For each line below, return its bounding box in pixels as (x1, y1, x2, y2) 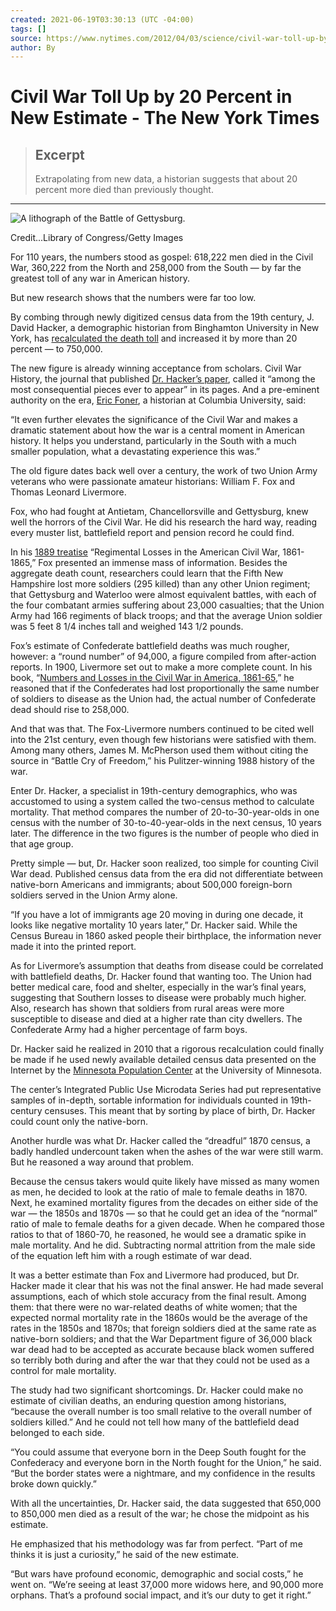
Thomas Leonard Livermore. (10, 486, 127, 498)
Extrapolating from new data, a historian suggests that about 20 (34, 173, 298, 185)
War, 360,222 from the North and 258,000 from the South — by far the (10, 262, 302, 274)
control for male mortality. (10, 1365, 117, 1377)
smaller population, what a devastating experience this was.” (10, 446, 261, 458)
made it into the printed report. (10, 941, 137, 953)
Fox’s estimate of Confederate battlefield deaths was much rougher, (10, 640, 290, 652)
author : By (10, 42, 56, 53)
